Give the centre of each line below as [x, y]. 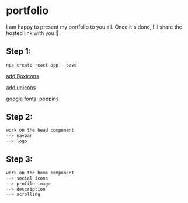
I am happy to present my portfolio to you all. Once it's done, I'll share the [94, 27]
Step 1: [19, 52]
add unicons [21, 87]
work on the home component [40, 173]
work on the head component [40, 130]
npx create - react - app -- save [41, 65]
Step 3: [20, 160]
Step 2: [20, 117]
